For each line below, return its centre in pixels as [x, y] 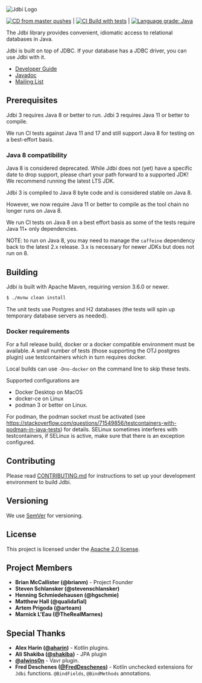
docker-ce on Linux [39, 399]
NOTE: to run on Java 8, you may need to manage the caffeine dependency [101, 240]
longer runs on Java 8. [34, 211]
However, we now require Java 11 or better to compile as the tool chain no [98, 204]
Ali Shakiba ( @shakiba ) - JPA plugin [61, 654]
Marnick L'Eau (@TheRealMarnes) [59, 614]
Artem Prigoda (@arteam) [48, 608]
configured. [21, 442]
